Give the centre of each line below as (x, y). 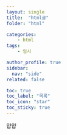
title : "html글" (28, 18)
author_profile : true (34, 62)
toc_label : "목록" (28, 96)
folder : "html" (26, 23)
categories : (21, 34)
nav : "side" (27, 74)
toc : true (19, 90)
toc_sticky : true (28, 108)
